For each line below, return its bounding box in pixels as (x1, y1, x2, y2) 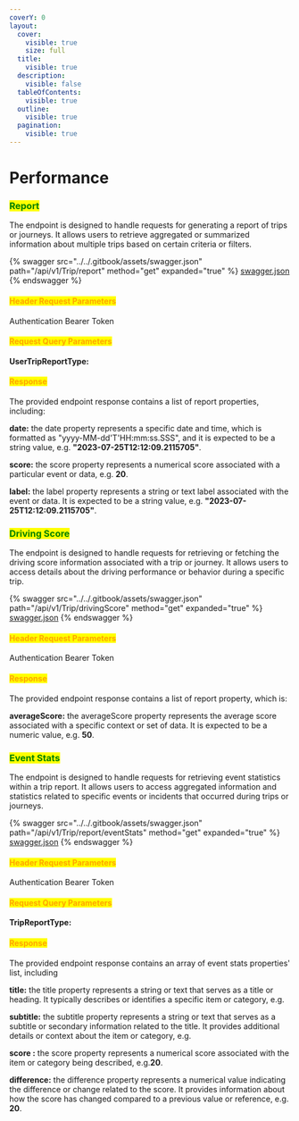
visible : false (25, 79, 82, 88)
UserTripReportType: (9, 356, 89, 366)
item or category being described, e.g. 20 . (9, 1057, 163, 1067)
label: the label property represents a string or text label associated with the (9, 486, 289, 497)
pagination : (17, 121, 62, 130)
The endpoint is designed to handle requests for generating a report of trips (9, 220, 288, 230)
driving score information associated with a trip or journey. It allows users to (9, 557, 288, 568)
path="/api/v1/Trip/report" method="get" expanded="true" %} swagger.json (9, 265, 290, 277)
